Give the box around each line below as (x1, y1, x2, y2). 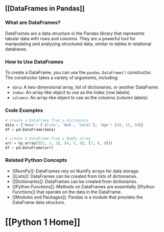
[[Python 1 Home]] (5, 217, 81, 228)
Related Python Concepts (5, 157, 68, 164)
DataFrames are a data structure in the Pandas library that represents (5, 30, 145, 36)
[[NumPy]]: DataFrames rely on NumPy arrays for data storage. (12, 168, 140, 174)
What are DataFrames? (5, 19, 61, 26)
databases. (5, 46, 28, 52)
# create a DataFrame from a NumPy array (5, 136, 91, 141)
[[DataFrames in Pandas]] (5, 4, 85, 13)
